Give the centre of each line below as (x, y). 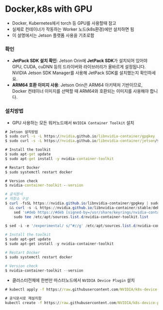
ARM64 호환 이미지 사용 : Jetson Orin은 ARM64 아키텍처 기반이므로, (77, 85)
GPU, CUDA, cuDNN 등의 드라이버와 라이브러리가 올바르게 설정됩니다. (79, 67)
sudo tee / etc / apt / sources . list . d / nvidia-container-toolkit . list (81, 217)
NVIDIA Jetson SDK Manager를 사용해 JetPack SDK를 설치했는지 (75, 73)
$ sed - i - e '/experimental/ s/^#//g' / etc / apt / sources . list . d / (71, 226)
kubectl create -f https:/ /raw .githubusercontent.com (61, 303)
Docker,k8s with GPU (49, 9)
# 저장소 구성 (17, 199)
